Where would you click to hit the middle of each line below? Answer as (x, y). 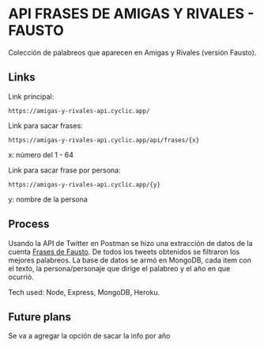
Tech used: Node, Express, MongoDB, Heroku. (84, 292)
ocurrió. (21, 277)
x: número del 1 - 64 (41, 154)
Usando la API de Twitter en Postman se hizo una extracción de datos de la (130, 243)
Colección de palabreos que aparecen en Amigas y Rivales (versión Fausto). (132, 52)
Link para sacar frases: (45, 125)
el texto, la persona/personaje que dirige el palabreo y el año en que (119, 268)
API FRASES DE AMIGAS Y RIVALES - (131, 14)
